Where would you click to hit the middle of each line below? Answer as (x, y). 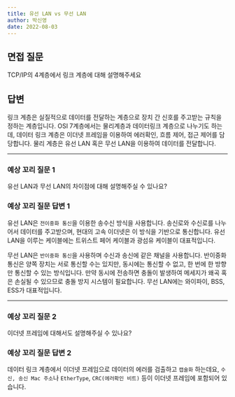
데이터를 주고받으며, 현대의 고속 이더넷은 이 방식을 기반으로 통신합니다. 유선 (123, 231)
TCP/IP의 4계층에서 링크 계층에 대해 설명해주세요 (74, 75)
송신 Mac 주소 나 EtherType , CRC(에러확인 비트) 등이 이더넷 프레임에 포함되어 (119, 378)
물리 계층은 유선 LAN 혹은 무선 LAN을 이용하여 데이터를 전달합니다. (125, 143)
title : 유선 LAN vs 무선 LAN (47, 14)
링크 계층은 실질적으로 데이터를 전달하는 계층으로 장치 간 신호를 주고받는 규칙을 (115, 117)
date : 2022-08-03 (33, 27)
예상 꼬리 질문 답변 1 (38, 206)
